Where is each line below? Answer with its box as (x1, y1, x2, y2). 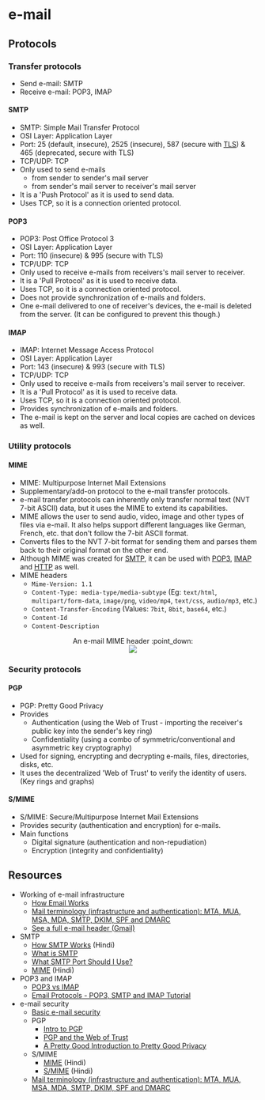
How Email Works (31, 898, 89, 907)
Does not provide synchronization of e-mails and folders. (19, 293, 206, 302)
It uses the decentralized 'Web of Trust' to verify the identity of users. (19, 768, 247, 777)
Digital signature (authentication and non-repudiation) (31, 837, 207, 847)
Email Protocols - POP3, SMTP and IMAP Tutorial (31, 990, 191, 1000)
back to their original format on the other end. (19, 545, 168, 554)
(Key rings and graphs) (19, 777, 95, 786)
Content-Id (31, 614, 68, 622)
